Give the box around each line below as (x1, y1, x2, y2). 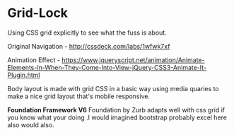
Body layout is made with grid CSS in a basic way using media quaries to (7, 84, 219, 93)
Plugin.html (7, 71, 40, 79)
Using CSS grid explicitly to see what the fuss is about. (7, 28, 168, 37)
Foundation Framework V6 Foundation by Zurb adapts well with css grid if (7, 105, 226, 114)
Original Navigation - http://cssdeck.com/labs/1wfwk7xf (7, 42, 170, 50)
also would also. (7, 120, 54, 129)
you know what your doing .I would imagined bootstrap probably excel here (7, 113, 228, 122)
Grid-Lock (7, 5, 69, 21)
